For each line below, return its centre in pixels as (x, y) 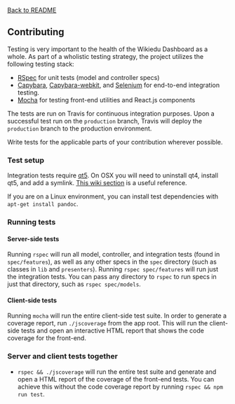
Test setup (26, 160)
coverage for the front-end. (47, 338)
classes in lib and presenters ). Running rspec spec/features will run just (113, 269)
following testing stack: (41, 64)
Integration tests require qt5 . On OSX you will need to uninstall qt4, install (113, 175)
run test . (31, 394)
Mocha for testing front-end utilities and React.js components (106, 100)
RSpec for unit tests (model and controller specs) (88, 77)
